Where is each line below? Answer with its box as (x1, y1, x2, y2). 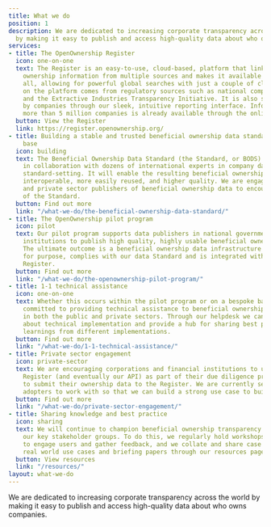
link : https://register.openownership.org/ (15, 124, 164, 133)
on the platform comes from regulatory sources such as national (23, 86, 248, 95)
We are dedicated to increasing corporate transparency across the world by (8, 492, 261, 502)
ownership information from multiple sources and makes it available (23, 72, 262, 80)
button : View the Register (15, 117, 106, 125)
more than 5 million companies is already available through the (23, 110, 248, 118)
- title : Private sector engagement (8, 350, 131, 358)
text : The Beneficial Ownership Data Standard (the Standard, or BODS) (15, 154, 262, 162)
